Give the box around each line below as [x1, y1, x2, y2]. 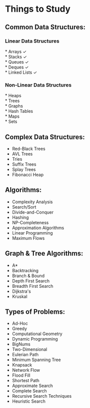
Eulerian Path [12, 352, 39, 358]
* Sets [5, 119, 17, 125]
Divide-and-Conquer [12, 209, 54, 215]
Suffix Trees [12, 161, 36, 167]
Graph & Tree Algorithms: [5, 249, 84, 258]
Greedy [12, 326, 28, 332]
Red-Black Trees [12, 146, 45, 151]
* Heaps [5, 93, 22, 99]
